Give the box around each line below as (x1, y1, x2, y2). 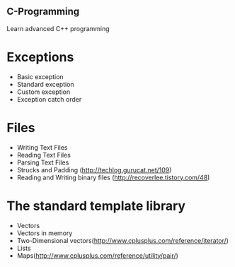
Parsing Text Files (16, 158, 69, 167)
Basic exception (16, 72, 64, 81)
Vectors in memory (16, 229, 73, 237)
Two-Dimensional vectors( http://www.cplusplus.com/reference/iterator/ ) (16, 236, 229, 244)
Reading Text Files (16, 150, 71, 159)
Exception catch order (16, 95, 82, 103)
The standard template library (6, 198, 185, 214)
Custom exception (16, 88, 71, 96)
